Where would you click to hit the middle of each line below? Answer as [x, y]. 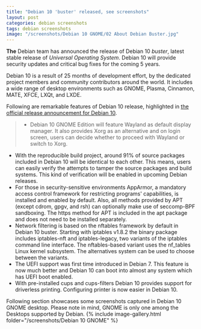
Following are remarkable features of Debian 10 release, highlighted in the [97, 106]
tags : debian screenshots [39, 29]
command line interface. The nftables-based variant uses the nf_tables [103, 245]
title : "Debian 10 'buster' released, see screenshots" [78, 12]
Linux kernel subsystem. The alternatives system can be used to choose [104, 251]
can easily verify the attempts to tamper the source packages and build [104, 168]
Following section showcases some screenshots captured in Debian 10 [94, 301]
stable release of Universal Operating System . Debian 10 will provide [91, 58]
